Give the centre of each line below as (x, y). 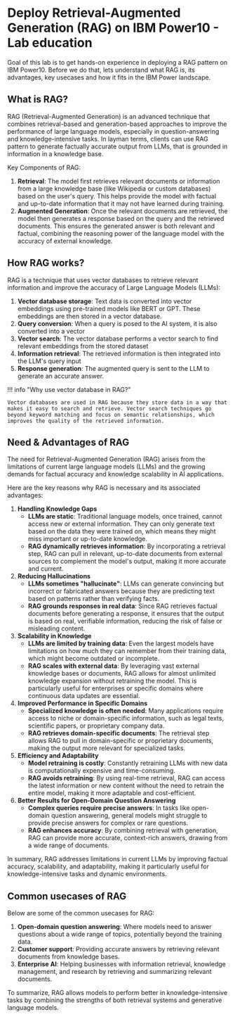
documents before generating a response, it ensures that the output (126, 614)
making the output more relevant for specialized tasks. (107, 748)
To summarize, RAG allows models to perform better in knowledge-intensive (117, 993)
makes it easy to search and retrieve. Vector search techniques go (109, 409)
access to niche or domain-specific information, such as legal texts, (126, 719)
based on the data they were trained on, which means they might (122, 531)
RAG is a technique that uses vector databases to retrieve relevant (103, 280)
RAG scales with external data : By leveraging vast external (114, 666)
